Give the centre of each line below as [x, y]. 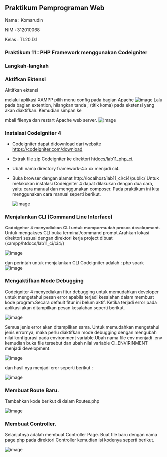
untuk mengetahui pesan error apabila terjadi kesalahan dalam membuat [80, 297]
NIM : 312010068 [23, 30]
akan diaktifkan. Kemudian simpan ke [44, 110]
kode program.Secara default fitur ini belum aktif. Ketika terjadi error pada [81, 302]
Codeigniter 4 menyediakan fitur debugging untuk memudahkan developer [82, 292]
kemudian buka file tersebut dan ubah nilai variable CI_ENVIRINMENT [77, 343]
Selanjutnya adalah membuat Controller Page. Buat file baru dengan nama [81, 435]
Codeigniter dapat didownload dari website [57, 144]
